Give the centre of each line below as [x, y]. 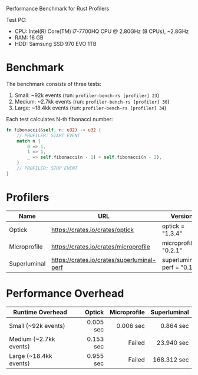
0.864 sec [174, 326]
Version [182, 216]
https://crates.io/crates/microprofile [100, 247]
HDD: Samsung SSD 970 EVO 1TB [55, 44]
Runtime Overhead [40, 312]
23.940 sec [173, 343]
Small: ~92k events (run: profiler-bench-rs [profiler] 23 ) [87, 95]
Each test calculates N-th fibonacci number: [60, 119]
